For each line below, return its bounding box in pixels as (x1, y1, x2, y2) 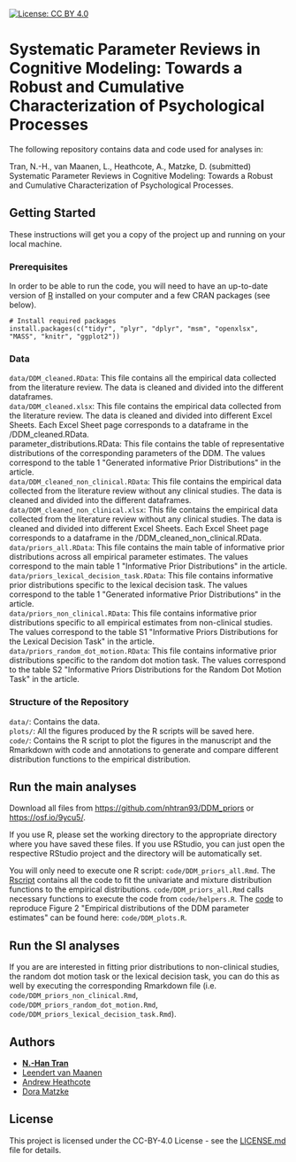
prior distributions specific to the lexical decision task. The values (9, 580, 248, 591)
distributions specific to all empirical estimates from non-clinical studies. (9, 617, 273, 628)
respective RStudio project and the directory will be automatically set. (9, 848, 262, 859)
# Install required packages (9, 317, 117, 326)
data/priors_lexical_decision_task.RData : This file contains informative (9, 570, 274, 581)
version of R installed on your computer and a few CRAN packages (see (9, 290, 271, 301)
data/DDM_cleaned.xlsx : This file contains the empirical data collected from (9, 401, 282, 412)
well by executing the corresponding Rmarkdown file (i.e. (9, 980, 217, 991)
